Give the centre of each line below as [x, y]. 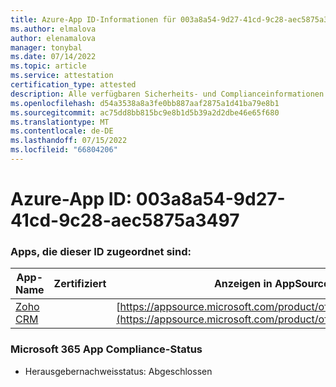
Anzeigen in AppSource [271, 284]
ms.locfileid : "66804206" [64, 150]
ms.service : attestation [62, 76]
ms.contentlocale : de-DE [62, 131]
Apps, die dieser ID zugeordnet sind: [101, 251]
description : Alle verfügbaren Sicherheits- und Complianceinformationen [167, 94]
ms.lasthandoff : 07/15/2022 [69, 141]
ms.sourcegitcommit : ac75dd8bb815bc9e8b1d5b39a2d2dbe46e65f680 [145, 112]
